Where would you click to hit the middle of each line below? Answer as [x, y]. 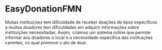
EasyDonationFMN [44, 9]
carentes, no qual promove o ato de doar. [46, 42]
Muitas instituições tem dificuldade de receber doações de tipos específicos [81, 22]
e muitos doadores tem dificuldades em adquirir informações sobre [72, 27]
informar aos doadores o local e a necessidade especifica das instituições [79, 37]
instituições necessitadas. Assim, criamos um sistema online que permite [78, 32]
